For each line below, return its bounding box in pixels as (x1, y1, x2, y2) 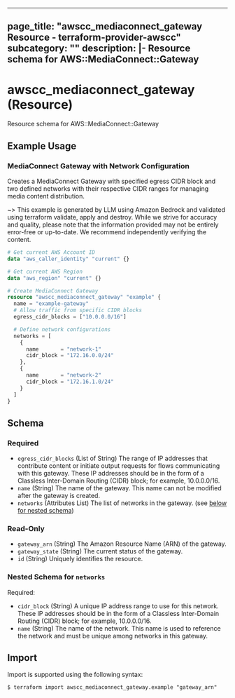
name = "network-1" (25, 345, 101, 353)
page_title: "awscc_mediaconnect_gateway (7, 20, 203, 32)
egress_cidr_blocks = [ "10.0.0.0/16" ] (13, 314, 127, 321)
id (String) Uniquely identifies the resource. (17, 555, 143, 563)
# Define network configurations (13, 325, 111, 333)
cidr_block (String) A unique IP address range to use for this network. (17, 601, 219, 610)
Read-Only (7, 524, 45, 533)
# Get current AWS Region (7, 268, 83, 275)
